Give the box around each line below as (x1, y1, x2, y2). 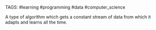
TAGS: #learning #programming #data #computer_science (5, 4, 125, 10)
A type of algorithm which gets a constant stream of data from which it (5, 14, 151, 19)
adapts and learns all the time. (5, 19, 67, 25)
